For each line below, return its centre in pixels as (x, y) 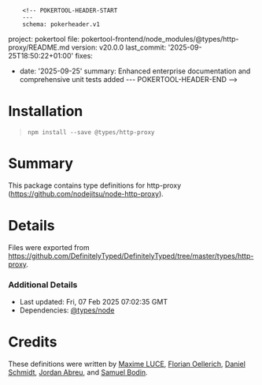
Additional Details (43, 285)
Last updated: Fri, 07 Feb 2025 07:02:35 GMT (93, 302)
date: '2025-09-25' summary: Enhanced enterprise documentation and (135, 71)
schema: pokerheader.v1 (61, 24)
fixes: (84, 56)
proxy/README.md (39, 47)
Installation (46, 112)
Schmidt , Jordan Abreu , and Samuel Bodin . (78, 372)
